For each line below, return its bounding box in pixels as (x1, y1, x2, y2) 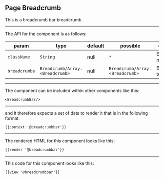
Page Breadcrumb (5, 4, 61, 12)
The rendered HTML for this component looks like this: (5, 138, 115, 143)
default (87, 42, 104, 49)
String (40, 54, 55, 60)
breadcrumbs (7, 68, 36, 73)
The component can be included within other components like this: (5, 88, 140, 93)
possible (120, 42, 141, 49)
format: (5, 115, 20, 121)
